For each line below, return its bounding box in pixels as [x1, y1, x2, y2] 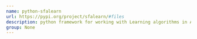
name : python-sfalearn [6, 8, 62, 14]
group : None [6, 24, 35, 30]
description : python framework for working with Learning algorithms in [6, 19, 188, 25]
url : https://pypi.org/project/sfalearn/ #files [6, 14, 125, 19]
